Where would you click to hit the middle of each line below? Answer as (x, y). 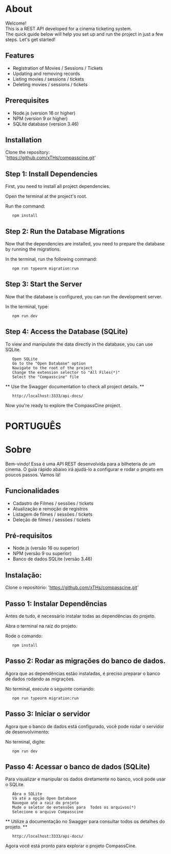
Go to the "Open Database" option (49, 363)
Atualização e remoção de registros (50, 508)
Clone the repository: (28, 153)
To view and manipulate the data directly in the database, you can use (79, 344)
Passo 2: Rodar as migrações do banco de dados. (85, 661)
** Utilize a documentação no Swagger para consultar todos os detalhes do (85, 822)
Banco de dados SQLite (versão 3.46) (52, 559)
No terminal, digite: (25, 742)
